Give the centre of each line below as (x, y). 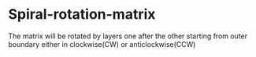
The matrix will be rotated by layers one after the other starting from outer (128, 36)
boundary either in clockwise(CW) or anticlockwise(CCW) (102, 44)
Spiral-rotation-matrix (82, 14)
